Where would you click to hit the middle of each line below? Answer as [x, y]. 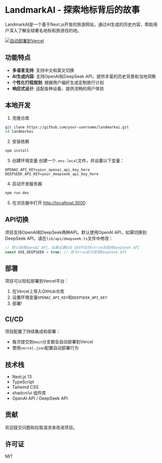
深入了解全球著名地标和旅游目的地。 [45, 30]
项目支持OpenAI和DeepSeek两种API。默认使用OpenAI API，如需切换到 [76, 232]
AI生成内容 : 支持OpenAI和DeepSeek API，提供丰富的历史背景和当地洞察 [84, 76]
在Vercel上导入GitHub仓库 [38, 291]
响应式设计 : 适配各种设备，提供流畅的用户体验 [58, 89]
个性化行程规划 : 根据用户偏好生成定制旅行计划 [58, 82]
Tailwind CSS [25, 387]
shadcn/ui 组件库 [29, 393]
